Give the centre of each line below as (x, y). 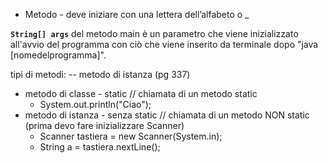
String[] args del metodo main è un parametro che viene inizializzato (154, 33)
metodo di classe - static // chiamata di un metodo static (141, 93)
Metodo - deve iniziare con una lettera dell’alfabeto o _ (137, 14)
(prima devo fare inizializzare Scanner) (104, 125)
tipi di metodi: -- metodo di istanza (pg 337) (100, 74)
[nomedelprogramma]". (58, 55)
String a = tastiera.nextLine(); (100, 147)
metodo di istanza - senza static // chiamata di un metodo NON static (167, 115)
